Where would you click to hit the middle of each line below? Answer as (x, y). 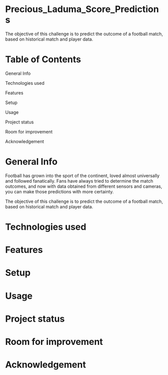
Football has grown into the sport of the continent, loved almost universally (82, 175)
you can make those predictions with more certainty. (59, 191)
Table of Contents (43, 59)
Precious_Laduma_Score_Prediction (82, 9)
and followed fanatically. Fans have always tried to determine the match (79, 181)
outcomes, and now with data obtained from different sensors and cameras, (84, 186)
